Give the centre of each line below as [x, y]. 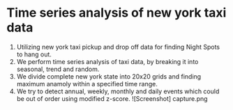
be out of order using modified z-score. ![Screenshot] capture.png [112, 98]
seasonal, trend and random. [58, 69]
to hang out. [34, 54]
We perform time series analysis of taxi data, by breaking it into [107, 61]
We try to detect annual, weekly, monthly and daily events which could [118, 91]
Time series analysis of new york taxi [116, 13]
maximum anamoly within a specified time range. [87, 84]
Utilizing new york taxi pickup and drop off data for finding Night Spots [118, 47]
